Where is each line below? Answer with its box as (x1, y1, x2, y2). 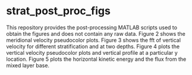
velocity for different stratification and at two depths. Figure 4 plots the (6, 43, 180, 50)
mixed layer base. (6, 61, 49, 69)
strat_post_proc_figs (6, 4, 111, 18)
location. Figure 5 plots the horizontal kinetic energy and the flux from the (6, 55, 187, 62)
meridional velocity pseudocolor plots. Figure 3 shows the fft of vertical (6, 36, 181, 43)
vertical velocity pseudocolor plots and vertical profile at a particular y (6, 49, 178, 56)
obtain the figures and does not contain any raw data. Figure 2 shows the (6, 30, 185, 37)
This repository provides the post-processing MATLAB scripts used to (6, 24, 177, 31)
